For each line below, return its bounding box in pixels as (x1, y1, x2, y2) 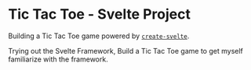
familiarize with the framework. (8, 54, 108, 64)
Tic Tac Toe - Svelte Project (8, 5, 191, 23)
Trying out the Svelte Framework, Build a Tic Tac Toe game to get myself (8, 46, 243, 55)
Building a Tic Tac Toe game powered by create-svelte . (8, 31, 190, 40)
